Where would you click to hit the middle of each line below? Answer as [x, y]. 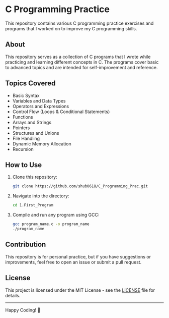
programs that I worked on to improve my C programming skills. [71, 28]
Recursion [23, 149]
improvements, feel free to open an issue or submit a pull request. [73, 262]
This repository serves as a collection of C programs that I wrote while [78, 57]
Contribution [26, 245]
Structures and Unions [36, 133]
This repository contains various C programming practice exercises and [79, 23]
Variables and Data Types [39, 101]
